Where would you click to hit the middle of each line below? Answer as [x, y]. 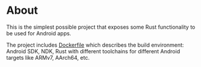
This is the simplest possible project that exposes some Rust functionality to [101, 27]
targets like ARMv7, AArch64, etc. [48, 57]
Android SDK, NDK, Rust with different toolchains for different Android [93, 51]
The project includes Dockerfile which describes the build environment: [95, 45]
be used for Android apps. [39, 33]
